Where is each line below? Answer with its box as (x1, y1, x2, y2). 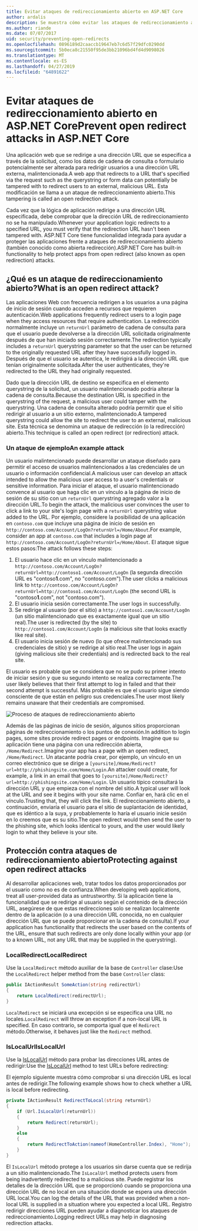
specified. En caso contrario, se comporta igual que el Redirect (6, 1021, 160, 1029)
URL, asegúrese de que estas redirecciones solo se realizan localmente (6, 905, 180, 912)
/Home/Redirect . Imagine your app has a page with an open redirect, (6, 747, 170, 755)
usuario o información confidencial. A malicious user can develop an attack (6, 470, 187, 477)
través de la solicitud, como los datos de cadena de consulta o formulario (6, 157, 184, 165)
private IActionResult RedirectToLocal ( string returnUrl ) (6, 1098, 151, 1104)
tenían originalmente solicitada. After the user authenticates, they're (6, 361, 170, 368)
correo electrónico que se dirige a (6, 760, 88, 767)
